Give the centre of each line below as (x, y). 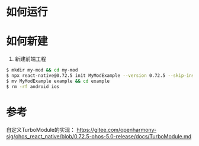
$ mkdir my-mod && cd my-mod (42, 70)
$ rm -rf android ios (33, 86)
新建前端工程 (30, 59)
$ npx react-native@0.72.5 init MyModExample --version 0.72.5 (86, 76)
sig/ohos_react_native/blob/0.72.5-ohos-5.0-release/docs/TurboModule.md (99, 136)
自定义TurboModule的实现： (41, 129)
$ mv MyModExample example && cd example (58, 81)
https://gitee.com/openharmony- (117, 129)
